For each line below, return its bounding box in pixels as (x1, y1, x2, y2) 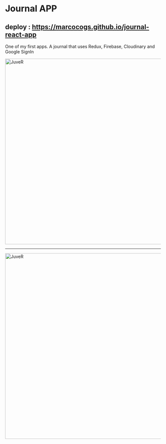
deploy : (5, 23, 31, 31)
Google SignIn (5, 49, 34, 54)
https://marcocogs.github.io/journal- (32, 23, 150, 31)
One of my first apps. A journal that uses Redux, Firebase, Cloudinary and (5, 44, 155, 49)
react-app (5, 30, 37, 39)
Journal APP (5, 3, 57, 14)
